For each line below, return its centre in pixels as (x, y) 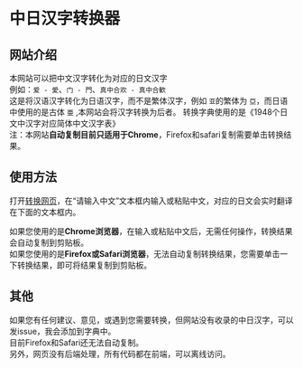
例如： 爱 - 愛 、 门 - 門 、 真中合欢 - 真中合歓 (88, 90)
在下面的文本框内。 (45, 212)
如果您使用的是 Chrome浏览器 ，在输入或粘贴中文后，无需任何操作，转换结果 (151, 231)
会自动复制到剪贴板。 (49, 242)
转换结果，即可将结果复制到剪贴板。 (84, 265)
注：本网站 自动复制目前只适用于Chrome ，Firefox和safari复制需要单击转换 (147, 135)
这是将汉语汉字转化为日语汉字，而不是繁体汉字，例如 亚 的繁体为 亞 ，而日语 (149, 101)
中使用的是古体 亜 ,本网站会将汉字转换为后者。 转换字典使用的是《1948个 (145, 112)
